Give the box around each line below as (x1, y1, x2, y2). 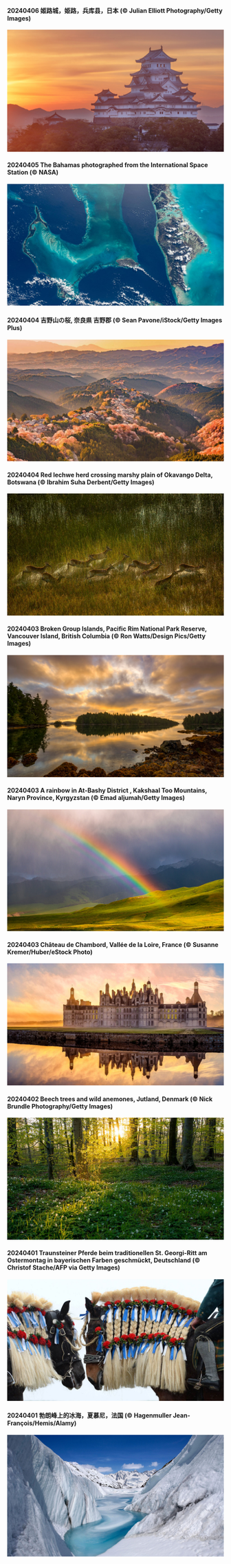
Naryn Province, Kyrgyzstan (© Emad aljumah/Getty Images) (7, 794, 186, 802)
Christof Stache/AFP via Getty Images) (7, 1263, 120, 1272)
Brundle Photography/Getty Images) (7, 1102, 113, 1110)
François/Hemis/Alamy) (7, 1419, 77, 1427)
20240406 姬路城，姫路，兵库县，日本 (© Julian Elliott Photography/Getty (7, 6, 223, 14)
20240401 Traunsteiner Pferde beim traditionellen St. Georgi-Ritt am (7, 1249, 208, 1257)
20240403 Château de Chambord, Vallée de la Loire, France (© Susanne (7, 940, 219, 948)
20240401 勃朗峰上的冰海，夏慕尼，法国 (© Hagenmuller (7, 1411, 172, 1420)
